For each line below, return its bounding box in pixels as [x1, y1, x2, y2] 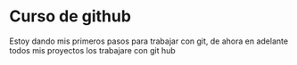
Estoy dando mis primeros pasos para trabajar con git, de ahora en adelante [9, 36, 288, 46]
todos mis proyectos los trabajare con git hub [9, 45, 176, 55]
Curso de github [9, 6, 132, 27]
